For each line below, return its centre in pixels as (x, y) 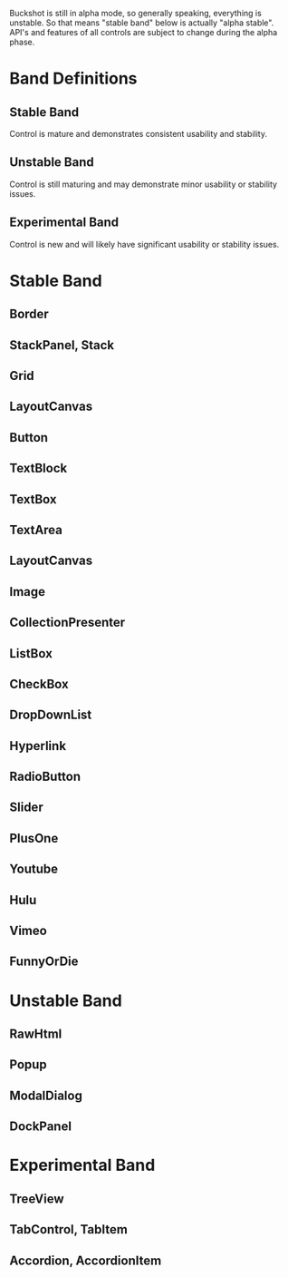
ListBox (31, 653)
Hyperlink (38, 746)
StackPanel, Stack (62, 345)
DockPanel (41, 1127)
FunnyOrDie (44, 962)
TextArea (36, 530)
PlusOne (34, 838)
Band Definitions (73, 78)
